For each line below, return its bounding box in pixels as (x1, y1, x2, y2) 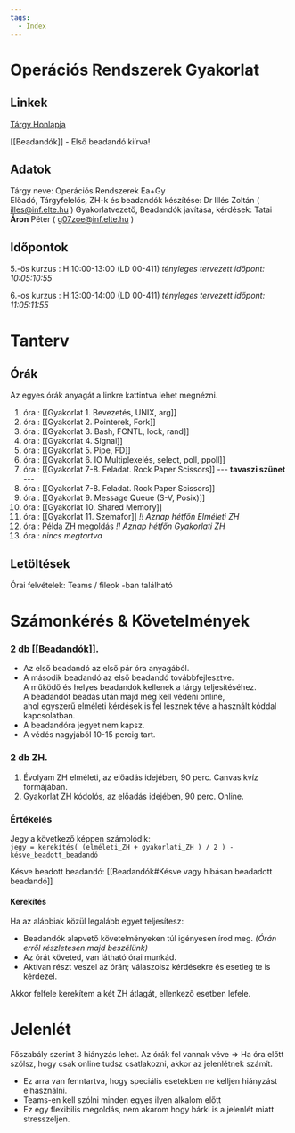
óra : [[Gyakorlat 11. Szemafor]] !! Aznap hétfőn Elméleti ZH (22, 512, 240, 522)
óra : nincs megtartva (22, 530, 103, 541)
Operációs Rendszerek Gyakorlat (10, 60, 260, 80)
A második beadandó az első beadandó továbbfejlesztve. (22, 672, 234, 683)
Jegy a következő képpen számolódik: (10, 833, 151, 844)
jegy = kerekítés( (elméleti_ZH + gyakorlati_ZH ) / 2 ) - (10, 843, 234, 852)
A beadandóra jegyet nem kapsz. (22, 719, 145, 731)
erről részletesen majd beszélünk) (22, 942, 149, 954)
